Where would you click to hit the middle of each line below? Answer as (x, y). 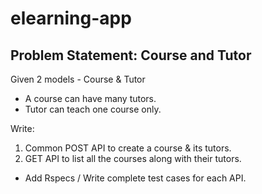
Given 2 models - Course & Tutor (78, 79)
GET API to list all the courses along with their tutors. (133, 158)
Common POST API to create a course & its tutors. (128, 148)
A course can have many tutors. (90, 98)
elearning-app (71, 18)
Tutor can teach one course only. (93, 109)
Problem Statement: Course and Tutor (131, 55)
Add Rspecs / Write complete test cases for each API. (135, 178)
